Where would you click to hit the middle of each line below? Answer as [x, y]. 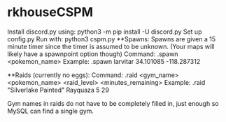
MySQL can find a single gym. [51, 111]
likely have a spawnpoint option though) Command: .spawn [93, 54]
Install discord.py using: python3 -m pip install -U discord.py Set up [105, 32]
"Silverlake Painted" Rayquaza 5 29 [58, 90]
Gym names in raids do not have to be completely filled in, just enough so [113, 103]
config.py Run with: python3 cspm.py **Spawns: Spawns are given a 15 [112, 39]
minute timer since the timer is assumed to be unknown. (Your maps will [111, 46]
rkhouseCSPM [50, 12]
